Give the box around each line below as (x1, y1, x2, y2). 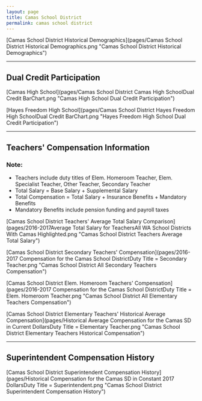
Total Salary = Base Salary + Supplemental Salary (14, 187, 138, 194)
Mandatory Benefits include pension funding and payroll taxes (14, 206, 170, 213)
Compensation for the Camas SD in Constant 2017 (50, 375, 174, 382)
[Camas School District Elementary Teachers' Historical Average (6, 310, 166, 317)
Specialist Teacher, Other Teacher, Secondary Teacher (14, 180, 151, 187)
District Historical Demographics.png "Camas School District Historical (6, 43, 182, 50)
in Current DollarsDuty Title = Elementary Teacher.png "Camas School (6, 323, 180, 330)
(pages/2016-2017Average (6, 224, 72, 231)
